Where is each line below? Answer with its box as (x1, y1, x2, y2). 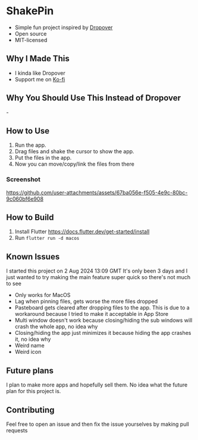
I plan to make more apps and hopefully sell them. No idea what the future (6, 381, 188, 388)
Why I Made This (6, 53, 70, 64)
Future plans (6, 365, 54, 375)
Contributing (6, 405, 55, 415)
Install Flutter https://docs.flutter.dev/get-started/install (14, 228, 150, 235)
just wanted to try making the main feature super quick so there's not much (6, 274, 191, 281)
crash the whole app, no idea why (14, 323, 98, 330)
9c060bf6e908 (6, 195, 43, 202)
